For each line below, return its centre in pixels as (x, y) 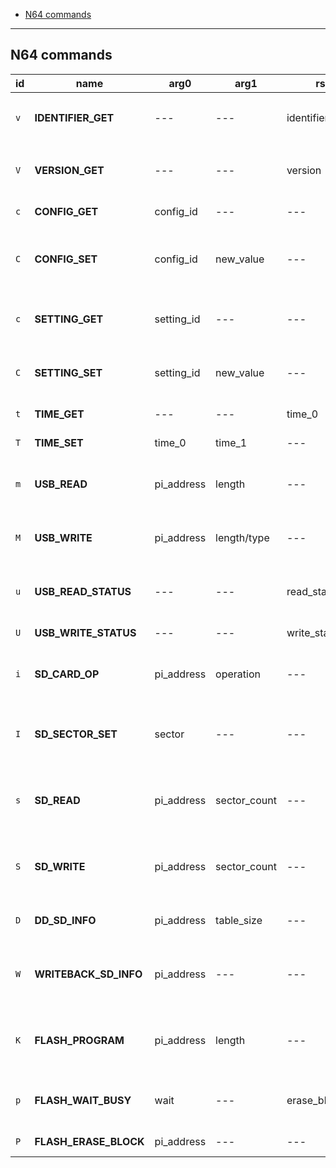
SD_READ (57, 800)
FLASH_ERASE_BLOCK (89, 1141)
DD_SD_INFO (65, 920)
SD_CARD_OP (67, 674)
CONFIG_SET (66, 259)
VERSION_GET (69, 170)
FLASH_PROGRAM (79, 1040)
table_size (239, 920)
